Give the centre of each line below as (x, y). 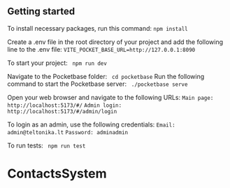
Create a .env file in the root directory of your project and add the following (115, 42)
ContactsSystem (57, 173)
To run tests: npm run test (46, 145)
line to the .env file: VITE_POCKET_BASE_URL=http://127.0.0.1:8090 (101, 49)
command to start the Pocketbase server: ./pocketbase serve (98, 84)
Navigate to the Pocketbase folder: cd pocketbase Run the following (106, 76)
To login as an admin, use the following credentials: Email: (92, 124)
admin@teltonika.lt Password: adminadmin (67, 132)
